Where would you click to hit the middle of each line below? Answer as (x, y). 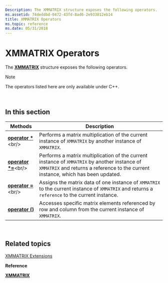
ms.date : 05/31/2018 (27, 29)
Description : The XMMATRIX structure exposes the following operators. (81, 10)
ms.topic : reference (27, 24)
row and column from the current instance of (92, 209)
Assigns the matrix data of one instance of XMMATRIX (100, 182)
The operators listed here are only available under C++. (62, 87)
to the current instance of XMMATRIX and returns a (96, 189)
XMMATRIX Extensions (29, 256)
